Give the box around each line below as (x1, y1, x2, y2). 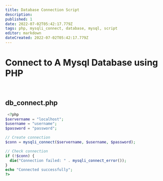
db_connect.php (5, 99, 58, 107)
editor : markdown (5, 31, 42, 36)
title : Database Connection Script (5, 7, 80, 13)
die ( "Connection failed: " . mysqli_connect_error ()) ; (10, 158, 127, 163)
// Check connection (5, 148, 49, 153)
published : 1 (5, 17, 33, 22)
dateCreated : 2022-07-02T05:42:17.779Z (5, 36, 89, 41)
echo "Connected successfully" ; (5, 167, 73, 172)
